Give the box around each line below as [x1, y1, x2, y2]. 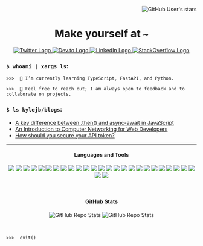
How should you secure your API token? [14, 131, 115, 139]
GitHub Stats [85, 198, 118, 205]
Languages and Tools [74, 151, 129, 159]
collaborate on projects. [6, 91, 71, 98]
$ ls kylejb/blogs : [6, 106, 62, 114]
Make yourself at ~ [54, 27, 149, 40]
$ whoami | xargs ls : [6, 61, 69, 70]
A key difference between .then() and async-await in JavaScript [14, 119, 174, 126]
